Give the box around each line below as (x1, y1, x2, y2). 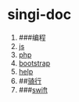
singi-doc (7, 6, 72, 24)
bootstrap (18, 58, 51, 68)
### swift (18, 85, 48, 94)
